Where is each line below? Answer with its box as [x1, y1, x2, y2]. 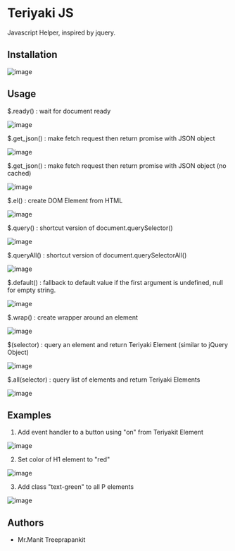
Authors [7, 516, 44, 528]
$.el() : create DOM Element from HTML [7, 196, 123, 205]
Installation [7, 49, 58, 61]
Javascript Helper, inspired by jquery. [7, 28, 116, 37]
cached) [7, 169, 32, 177]
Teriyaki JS [7, 5, 74, 21]
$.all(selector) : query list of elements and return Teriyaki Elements [7, 375, 201, 384]
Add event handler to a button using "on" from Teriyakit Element [17, 428, 204, 437]
